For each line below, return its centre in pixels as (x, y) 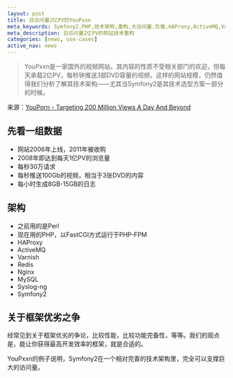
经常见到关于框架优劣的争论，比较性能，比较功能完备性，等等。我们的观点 (113, 335)
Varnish (28, 257)
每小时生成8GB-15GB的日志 (57, 184)
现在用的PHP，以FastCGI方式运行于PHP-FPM (82, 234)
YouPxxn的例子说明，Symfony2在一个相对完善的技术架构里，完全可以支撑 (113, 359)
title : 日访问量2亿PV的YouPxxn (49, 20)
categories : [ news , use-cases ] (52, 40)
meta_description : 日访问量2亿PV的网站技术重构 (71, 33)
